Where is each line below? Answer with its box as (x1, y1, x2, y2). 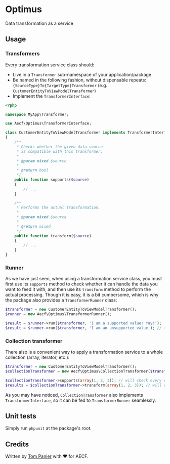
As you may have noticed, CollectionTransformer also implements (5, 392, 143, 398)
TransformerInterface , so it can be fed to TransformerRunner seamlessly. (5, 397, 156, 403)
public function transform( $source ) (14, 233, 92, 238)
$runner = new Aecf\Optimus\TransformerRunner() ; (5, 312, 112, 317)
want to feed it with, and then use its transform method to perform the (5, 286, 151, 292)
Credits (5, 440, 29, 448)
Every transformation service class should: (5, 62, 95, 68)
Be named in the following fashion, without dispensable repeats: (12, 77, 147, 83)
